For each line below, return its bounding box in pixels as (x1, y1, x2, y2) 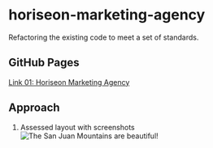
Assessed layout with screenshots (20, 122, 136, 132)
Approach (8, 101, 60, 115)
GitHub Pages (8, 56, 80, 70)
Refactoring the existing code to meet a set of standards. (8, 32, 199, 42)
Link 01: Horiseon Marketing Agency (8, 77, 130, 87)
